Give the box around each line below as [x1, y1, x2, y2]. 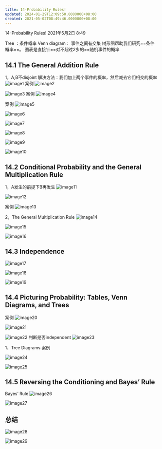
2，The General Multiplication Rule [5, 214, 75, 220]
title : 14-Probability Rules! [5, 7, 67, 12]
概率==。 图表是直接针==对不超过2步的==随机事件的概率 [5, 47, 120, 53]
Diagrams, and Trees [5, 301, 70, 309]
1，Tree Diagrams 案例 [5, 344, 50, 351]
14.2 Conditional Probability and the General [5, 163, 142, 171]
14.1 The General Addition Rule [5, 61, 99, 69]
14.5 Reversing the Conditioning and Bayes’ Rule [5, 378, 155, 386]
